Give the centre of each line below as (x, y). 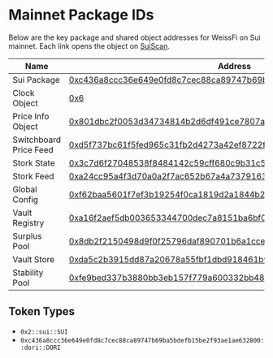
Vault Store (34, 259)
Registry (28, 222)
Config (26, 199)
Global (25, 189)
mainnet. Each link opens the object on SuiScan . (89, 45)
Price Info (31, 116)
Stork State (34, 162)
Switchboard (37, 140)
